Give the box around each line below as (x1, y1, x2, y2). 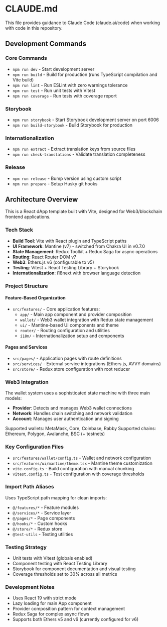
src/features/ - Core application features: (12, 306, 100, 312)
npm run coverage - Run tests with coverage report (12, 92, 117, 98)
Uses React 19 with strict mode (12, 595, 77, 601)
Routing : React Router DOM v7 (12, 254, 77, 260)
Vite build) (12, 76, 34, 83)
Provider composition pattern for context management (12, 606, 125, 612)
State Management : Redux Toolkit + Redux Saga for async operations (12, 248, 158, 254)
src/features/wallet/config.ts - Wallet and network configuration (12, 455, 151, 461)
